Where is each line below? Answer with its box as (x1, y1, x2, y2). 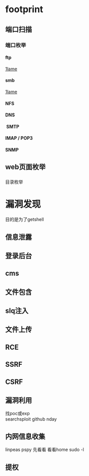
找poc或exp (5, 410, 30, 417)
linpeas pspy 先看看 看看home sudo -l (5, 447, 84, 453)
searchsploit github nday (5, 416, 57, 422)
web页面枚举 (5, 163, 46, 171)
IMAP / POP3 (5, 135, 33, 141)
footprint (5, 4, 43, 15)
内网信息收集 (5, 432, 46, 440)
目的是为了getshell (5, 216, 44, 223)
